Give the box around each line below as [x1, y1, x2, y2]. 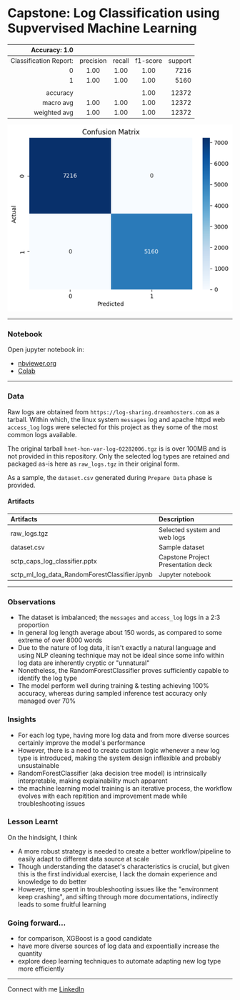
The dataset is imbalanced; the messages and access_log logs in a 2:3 [17, 613, 221, 622]
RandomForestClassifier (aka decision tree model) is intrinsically [17, 769, 207, 777]
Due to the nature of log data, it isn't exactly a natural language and [17, 644, 216, 652]
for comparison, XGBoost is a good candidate [17, 934, 152, 943]
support [168, 56, 191, 65]
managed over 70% [17, 696, 76, 705]
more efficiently [17, 964, 64, 973]
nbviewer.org [17, 359, 57, 368]
